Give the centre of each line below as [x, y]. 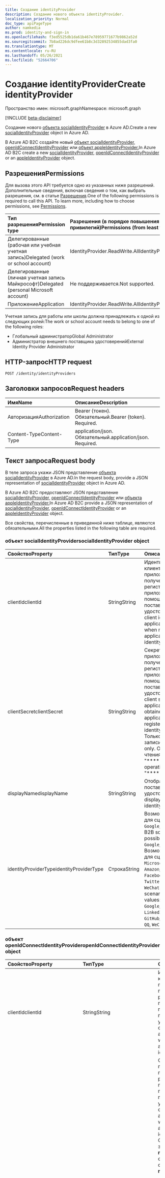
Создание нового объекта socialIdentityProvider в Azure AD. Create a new [81, 127]
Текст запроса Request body [50, 461]
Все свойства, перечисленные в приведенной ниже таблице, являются [80, 523]
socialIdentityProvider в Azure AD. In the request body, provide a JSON [77, 478]
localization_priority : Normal [37, 19]
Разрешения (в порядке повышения [115, 221]
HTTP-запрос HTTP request [49, 362]
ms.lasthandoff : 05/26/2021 [34, 55]
